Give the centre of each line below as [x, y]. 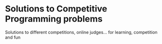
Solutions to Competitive [56, 9]
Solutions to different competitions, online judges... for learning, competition [81, 32]
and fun [13, 37]
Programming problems [54, 19]
